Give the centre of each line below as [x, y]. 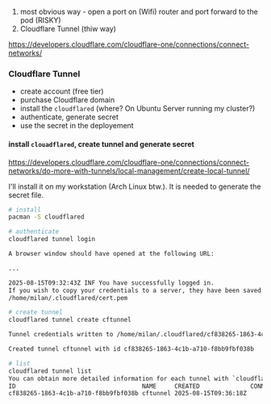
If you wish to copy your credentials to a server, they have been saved [135, 290]
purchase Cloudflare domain [67, 100]
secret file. [26, 195]
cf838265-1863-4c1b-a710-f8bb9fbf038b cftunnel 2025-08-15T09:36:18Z [128, 394]
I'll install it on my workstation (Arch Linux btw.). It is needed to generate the [135, 186]
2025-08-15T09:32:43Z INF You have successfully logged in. [112, 283]
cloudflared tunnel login [52, 239]
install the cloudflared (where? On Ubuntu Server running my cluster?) [138, 109]
